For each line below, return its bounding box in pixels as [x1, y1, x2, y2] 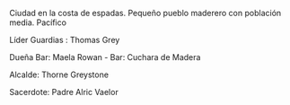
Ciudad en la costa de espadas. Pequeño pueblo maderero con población [9, 8, 282, 18]
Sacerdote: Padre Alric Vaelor [9, 87, 119, 97]
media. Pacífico [9, 17, 67, 28]
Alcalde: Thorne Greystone [9, 69, 110, 80]
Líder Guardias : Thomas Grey [9, 35, 120, 45]
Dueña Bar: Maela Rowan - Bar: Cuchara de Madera [9, 52, 201, 62]
